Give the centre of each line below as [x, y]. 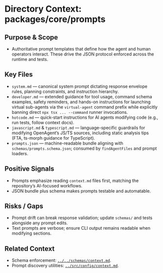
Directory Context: [43, 9]
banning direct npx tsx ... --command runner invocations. [70, 112]
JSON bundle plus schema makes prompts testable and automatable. [81, 191]
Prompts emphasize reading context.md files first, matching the [75, 181]
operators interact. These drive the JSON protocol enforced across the [83, 54]
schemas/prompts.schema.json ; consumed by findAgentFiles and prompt [84, 148]
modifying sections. [31, 233]
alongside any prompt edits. [40, 223]
